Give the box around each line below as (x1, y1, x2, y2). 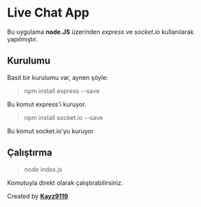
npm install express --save (23, 86, 100, 95)
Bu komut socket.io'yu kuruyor (7, 126, 94, 135)
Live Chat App (7, 5, 89, 21)
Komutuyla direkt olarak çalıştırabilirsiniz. (7, 178, 124, 187)
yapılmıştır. (7, 34, 38, 43)
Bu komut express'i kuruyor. (7, 100, 87, 108)
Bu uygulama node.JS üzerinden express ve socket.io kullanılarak (7, 28, 194, 36)
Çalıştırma (7, 147, 53, 159)
